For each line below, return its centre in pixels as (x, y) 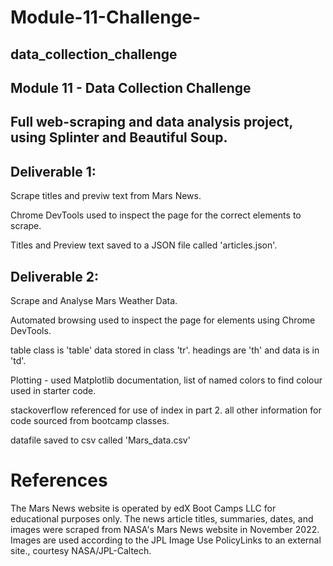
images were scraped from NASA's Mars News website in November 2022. (165, 529)
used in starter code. (53, 390)
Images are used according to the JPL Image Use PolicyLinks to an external (166, 540)
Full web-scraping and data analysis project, (151, 122)
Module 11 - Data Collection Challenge (131, 87)
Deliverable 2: (54, 276)
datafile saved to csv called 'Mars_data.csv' (100, 440)
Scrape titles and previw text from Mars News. (106, 196)
